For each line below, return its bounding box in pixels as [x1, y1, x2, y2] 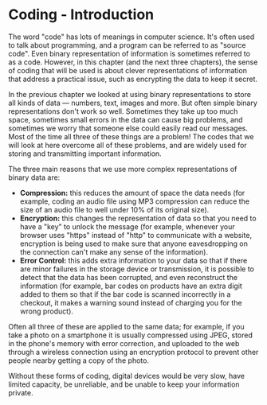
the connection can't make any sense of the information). [19, 247, 209, 256]
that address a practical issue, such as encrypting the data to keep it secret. [8, 74, 257, 84]
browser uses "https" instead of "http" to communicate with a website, [19, 230, 253, 239]
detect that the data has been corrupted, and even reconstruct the [19, 272, 238, 282]
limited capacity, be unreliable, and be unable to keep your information [8, 380, 241, 389]
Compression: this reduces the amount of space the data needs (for [19, 188, 245, 197]
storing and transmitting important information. [8, 149, 162, 158]
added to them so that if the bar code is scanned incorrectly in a [19, 289, 231, 299]
